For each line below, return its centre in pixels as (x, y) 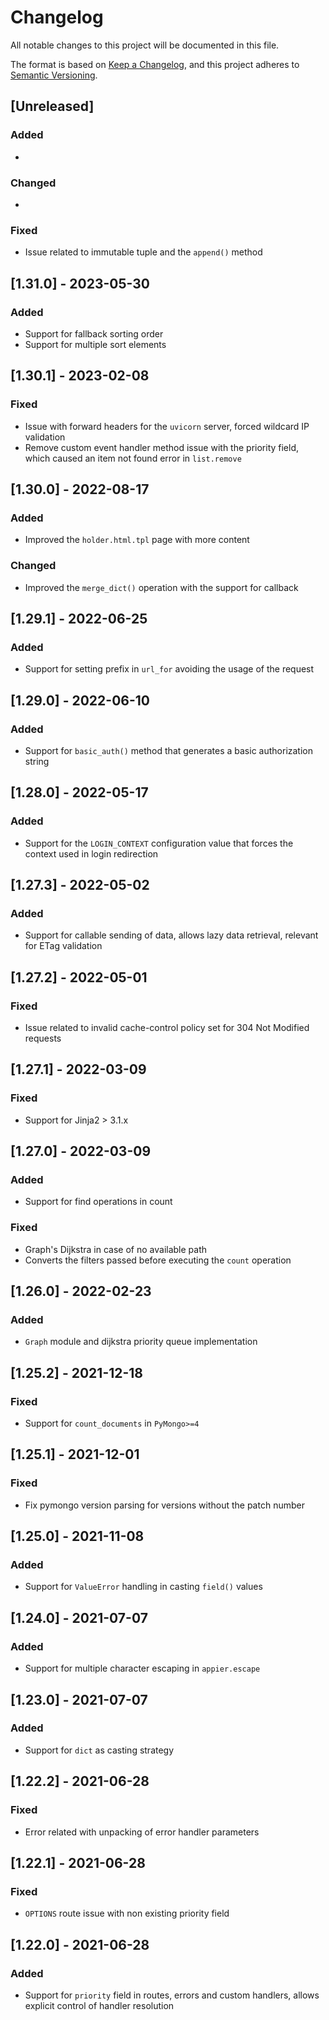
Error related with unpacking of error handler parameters (142, 1832)
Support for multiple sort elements (95, 344)
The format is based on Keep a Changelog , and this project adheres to (155, 64)
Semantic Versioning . (54, 75)
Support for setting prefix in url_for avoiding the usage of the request (169, 669)
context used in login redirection (91, 853)
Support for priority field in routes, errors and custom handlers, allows (172, 1995)
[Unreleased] (52, 106)
